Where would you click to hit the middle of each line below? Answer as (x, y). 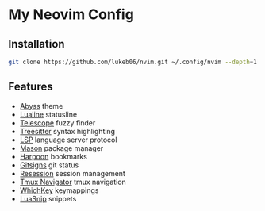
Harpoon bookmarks (53, 156)
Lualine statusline (48, 114)
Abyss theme (41, 105)
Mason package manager (61, 148)
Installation (36, 44)
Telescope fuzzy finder (58, 123)
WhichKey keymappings (59, 190)
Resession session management (72, 173)
